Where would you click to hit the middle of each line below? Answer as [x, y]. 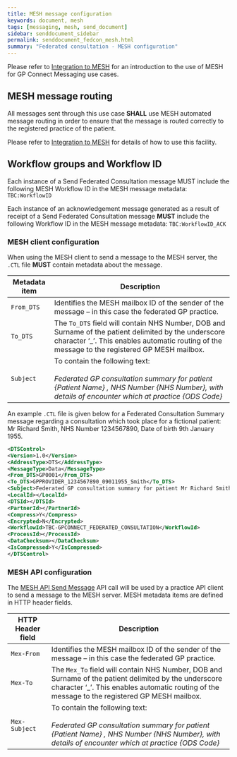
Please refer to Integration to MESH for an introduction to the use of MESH [115, 67]
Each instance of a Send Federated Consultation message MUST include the [119, 181]
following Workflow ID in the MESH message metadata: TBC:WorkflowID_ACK [117, 224]
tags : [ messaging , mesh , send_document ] [68, 27]
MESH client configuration [54, 242]
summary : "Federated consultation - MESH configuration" [93, 47]
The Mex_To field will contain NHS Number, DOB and [137, 670]
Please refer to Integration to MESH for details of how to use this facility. [112, 142]
